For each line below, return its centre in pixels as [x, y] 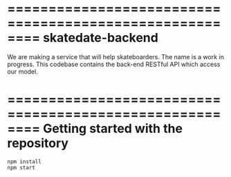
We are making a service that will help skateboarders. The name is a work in [116, 56]
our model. [22, 71]
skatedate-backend [101, 38]
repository [38, 144]
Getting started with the [113, 129]
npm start [21, 167]
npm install [24, 162]
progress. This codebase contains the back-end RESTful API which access [114, 64]
